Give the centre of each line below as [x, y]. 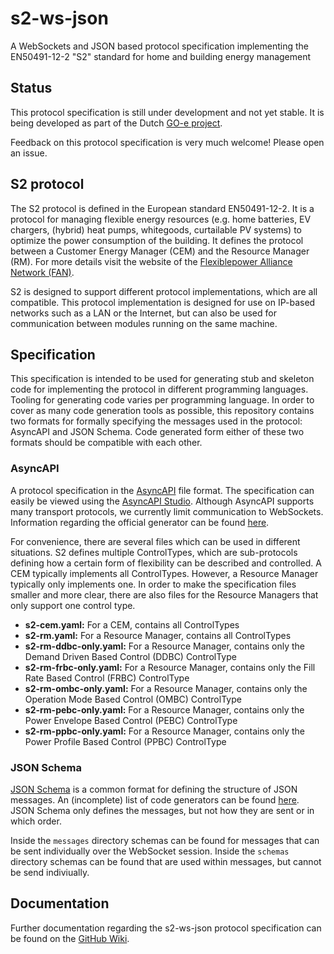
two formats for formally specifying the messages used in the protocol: [156, 421]
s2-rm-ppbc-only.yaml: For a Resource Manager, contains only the [164, 731]
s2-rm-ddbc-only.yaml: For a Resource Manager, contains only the [164, 646]
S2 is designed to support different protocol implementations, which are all [164, 291]
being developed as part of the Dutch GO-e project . [116, 123]
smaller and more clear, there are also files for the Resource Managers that [164, 594]
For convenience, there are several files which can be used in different [155, 541]
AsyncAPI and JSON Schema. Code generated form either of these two [157, 432]
